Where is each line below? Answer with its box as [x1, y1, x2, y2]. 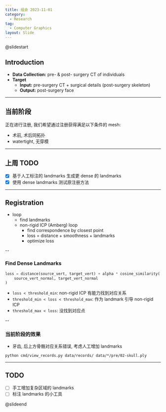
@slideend [5, 401, 27, 407]
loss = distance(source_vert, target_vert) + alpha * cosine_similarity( [5, 271, 161, 276]
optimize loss [27, 238, 54, 244]
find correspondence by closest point [27, 228, 104, 234]
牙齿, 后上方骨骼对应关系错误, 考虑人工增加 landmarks [12, 343, 123, 349]
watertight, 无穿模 [12, 138, 49, 144]
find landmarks [19, 217, 50, 223]
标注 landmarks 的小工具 [12, 391, 63, 397]
